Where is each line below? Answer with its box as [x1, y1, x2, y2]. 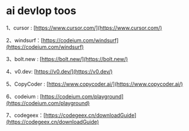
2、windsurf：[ [6, 36, 43, 43]
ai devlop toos [6, 4, 77, 18]
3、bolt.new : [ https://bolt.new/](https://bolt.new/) [6, 55, 128, 62]
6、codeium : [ [6, 93, 42, 100]
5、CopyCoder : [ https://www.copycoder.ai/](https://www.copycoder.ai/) [6, 80, 184, 88]
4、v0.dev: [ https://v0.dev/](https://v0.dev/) [6, 68, 113, 75]
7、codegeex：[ [6, 112, 46, 119]
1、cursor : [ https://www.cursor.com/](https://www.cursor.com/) [6, 24, 163, 31]
